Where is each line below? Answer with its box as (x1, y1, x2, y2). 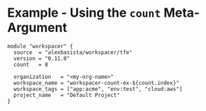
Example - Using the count (7, 5, 161, 21)
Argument (7, 20, 68, 36)
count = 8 (13, 61, 49, 68)
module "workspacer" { (7, 43, 73, 50)
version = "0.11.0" (13, 54, 71, 62)
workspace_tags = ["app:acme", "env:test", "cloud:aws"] (13, 85, 183, 92)
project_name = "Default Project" (13, 91, 120, 98)
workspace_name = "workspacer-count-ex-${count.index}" (13, 79, 179, 87)
